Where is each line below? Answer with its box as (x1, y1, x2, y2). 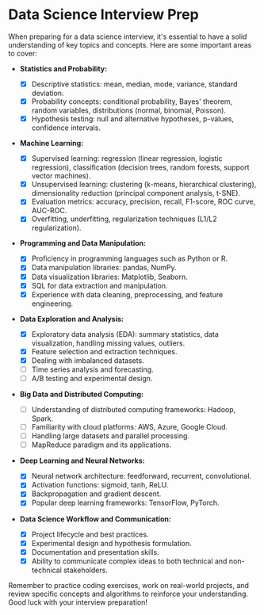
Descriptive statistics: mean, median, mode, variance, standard (31, 79, 238, 89)
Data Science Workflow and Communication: (19, 514, 172, 524)
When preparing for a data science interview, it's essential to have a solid (8, 32, 247, 41)
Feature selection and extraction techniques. (31, 346, 178, 356)
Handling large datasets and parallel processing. (31, 431, 190, 441)
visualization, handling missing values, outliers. (31, 338, 186, 348)
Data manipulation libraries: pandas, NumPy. (31, 263, 177, 273)
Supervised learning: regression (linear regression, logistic (31, 154, 224, 163)
